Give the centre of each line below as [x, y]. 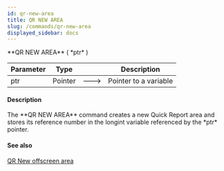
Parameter [28, 70]
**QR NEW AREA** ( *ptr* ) [48, 52]
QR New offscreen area [40, 161]
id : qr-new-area [30, 13]
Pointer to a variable [141, 81]
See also [20, 145]
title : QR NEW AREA [35, 20]
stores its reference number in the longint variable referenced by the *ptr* [112, 122]
